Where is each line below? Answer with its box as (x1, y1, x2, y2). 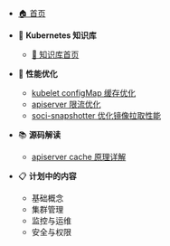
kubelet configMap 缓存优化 (31, 88, 137, 98)
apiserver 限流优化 (31, 99, 101, 109)
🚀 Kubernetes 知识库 (17, 30, 97, 41)
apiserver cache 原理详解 (31, 152, 127, 162)
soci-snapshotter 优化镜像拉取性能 (31, 110, 161, 120)
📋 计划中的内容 (17, 171, 77, 181)
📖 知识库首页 (31, 49, 80, 60)
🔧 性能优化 (17, 69, 58, 79)
